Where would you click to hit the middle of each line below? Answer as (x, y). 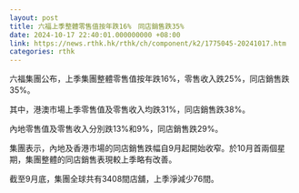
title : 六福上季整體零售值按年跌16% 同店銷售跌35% (97, 26)
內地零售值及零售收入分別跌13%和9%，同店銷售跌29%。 (116, 129)
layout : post (34, 18)
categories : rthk (42, 52)
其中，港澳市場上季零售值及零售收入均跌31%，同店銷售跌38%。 (130, 109)
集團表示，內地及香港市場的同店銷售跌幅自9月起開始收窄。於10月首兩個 (144, 148)
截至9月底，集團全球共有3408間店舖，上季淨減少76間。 (115, 179)
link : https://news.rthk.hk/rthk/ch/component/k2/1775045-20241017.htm (148, 43)
